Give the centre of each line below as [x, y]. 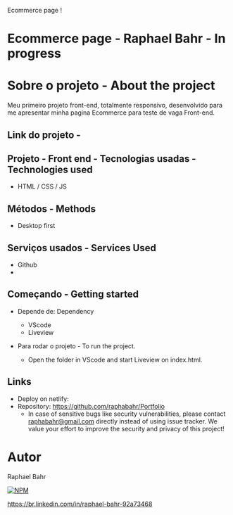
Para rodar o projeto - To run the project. [76, 346]
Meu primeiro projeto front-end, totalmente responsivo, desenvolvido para [115, 106]
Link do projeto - [44, 135]
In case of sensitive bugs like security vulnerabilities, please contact [127, 414]
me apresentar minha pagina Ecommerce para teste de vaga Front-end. [111, 113]
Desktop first [36, 226]
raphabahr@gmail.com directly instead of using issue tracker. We [123, 421]
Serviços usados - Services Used [82, 248]
